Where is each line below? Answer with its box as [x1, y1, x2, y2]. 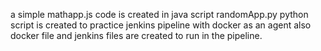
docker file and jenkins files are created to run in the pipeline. [10, 30, 263, 41]
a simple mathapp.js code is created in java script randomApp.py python [10, 9, 309, 20]
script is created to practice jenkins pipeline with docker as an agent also [10, 19, 312, 31]
